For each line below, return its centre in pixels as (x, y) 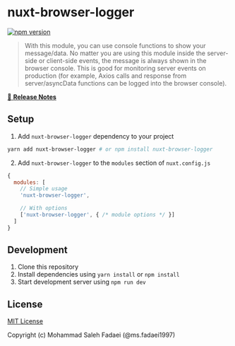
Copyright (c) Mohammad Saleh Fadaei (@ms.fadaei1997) (91, 335)
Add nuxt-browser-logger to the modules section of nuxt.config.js (114, 163)
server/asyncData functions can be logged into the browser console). (126, 83)
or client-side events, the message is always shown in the (122, 60)
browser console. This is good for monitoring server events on (115, 68)
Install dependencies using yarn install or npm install (98, 275)
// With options (44, 208)
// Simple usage (44, 189)
